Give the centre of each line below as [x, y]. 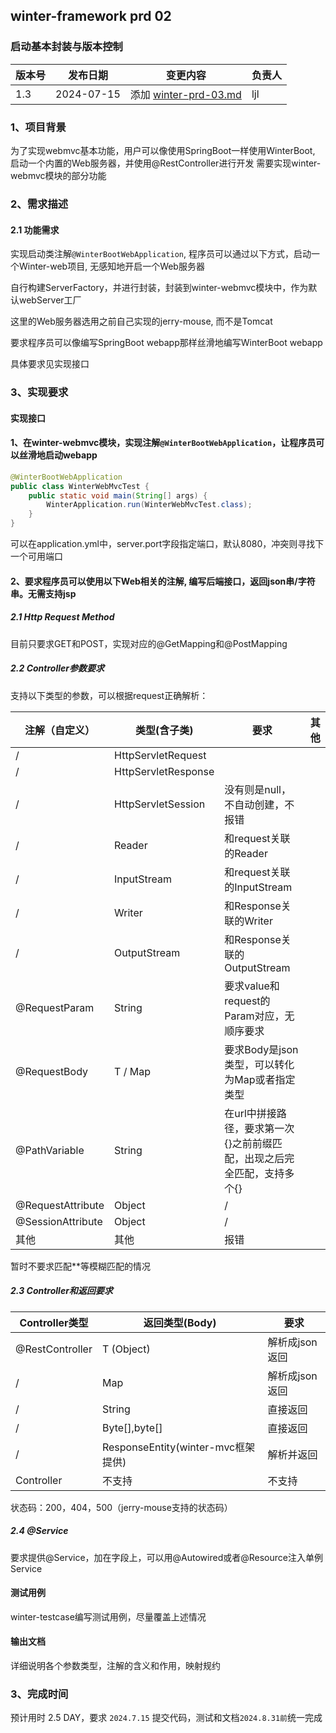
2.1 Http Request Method [62, 617]
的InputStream [258, 887]
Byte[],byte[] [132, 1427]
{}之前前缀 [248, 1143]
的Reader [246, 853]
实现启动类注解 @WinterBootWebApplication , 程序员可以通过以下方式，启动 [161, 254]
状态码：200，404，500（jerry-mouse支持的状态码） [121, 1507]
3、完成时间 [39, 1694]
